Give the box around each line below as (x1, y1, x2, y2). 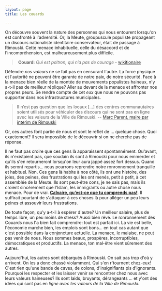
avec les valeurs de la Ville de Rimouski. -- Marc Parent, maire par (16, 114, 148, 120)
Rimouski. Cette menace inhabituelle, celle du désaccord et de (5, 45, 130, 50)
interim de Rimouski (16, 119, 57, 125)
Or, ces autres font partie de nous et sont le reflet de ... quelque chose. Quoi (5, 129, 157, 134)
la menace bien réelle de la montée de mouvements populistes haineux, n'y (5, 79, 155, 85)
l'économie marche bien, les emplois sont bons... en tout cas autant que (5, 225, 148, 230)
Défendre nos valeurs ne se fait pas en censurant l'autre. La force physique (5, 68, 156, 74)
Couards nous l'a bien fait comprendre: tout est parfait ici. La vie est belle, (5, 219, 152, 226)
